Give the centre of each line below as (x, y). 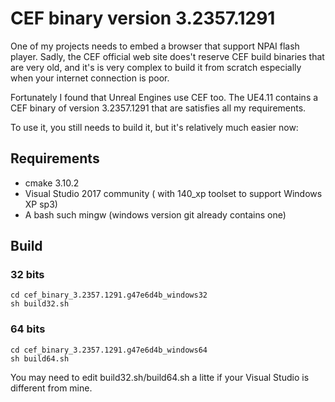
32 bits (27, 275)
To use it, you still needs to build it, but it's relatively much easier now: (154, 127)
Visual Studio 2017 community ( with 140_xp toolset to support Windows (173, 193)
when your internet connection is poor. (90, 78)
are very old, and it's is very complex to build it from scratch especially (156, 67)
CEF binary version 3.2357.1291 (143, 18)
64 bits (28, 329)
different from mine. (51, 388)
